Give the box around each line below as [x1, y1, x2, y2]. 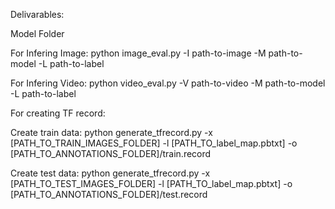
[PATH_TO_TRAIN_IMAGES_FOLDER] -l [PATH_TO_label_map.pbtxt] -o [10, 137, 298, 149]
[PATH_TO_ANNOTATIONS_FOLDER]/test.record [10, 189, 208, 200]
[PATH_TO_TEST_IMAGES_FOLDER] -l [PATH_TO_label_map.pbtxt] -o [10, 178, 293, 189]
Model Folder [10, 28, 65, 39]
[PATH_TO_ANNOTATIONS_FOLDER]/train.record [10, 148, 212, 159]
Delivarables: [10, 9, 65, 20]
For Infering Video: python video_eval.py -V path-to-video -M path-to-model [10, 77, 326, 89]
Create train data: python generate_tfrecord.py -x [10, 127, 213, 138]
